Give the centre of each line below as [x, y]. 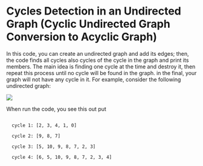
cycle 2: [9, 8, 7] [36, 136]
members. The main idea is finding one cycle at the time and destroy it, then [101, 66]
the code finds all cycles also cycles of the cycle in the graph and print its [98, 60]
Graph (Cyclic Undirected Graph [88, 24]
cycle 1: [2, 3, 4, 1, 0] [44, 125]
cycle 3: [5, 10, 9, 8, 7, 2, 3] [54, 147]
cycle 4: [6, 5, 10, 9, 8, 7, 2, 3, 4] [62, 157]
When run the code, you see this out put [56, 109]
